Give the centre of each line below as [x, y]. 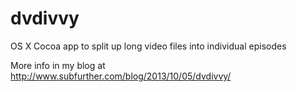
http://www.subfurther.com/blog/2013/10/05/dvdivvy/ [121, 76]
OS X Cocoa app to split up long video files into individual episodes [148, 46]
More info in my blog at [58, 65]
